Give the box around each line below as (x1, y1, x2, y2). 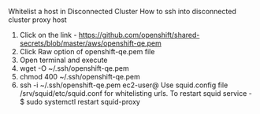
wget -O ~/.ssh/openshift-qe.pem (19, 64, 129, 73)
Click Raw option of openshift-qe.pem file (19, 47, 155, 56)
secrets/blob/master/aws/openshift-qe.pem (19, 39, 162, 48)
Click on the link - (19, 31, 77, 39)
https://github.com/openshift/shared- (78, 31, 200, 39)
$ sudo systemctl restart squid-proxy (19, 97, 140, 106)
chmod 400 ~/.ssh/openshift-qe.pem (19, 72, 140, 81)
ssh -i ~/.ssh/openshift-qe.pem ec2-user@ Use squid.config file (19, 80, 228, 90)
